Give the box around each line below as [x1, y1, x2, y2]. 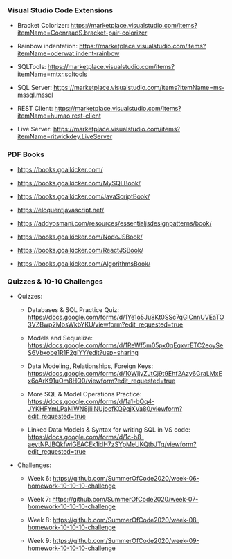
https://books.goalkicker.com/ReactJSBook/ [17, 246, 144, 254]
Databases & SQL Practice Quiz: [27, 305, 120, 313]
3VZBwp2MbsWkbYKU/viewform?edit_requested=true [27, 320, 184, 329]
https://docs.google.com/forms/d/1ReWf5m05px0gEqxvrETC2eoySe [27, 341, 224, 349]
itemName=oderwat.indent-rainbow [17, 49, 120, 57]
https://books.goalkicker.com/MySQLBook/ [17, 178, 141, 187]
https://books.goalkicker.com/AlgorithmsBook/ [17, 259, 151, 268]
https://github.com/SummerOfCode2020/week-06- [53, 474, 199, 482]
